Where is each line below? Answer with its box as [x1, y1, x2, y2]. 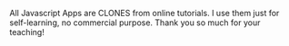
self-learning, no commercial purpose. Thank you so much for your [9, 17, 261, 28]
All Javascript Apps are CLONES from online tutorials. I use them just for [9, 8, 280, 18]
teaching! [9, 27, 45, 37]
